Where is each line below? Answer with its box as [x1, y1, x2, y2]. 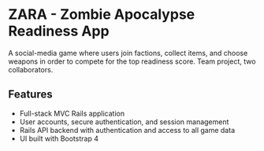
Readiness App [8, 22, 110, 40]
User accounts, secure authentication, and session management [19, 116, 229, 127]
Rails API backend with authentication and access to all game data [19, 125, 235, 134]
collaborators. [8, 64, 54, 74]
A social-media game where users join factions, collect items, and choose [8, 48, 248, 57]
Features [8, 88, 53, 101]
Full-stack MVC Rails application [19, 109, 125, 118]
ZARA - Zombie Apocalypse [8, 6, 195, 24]
